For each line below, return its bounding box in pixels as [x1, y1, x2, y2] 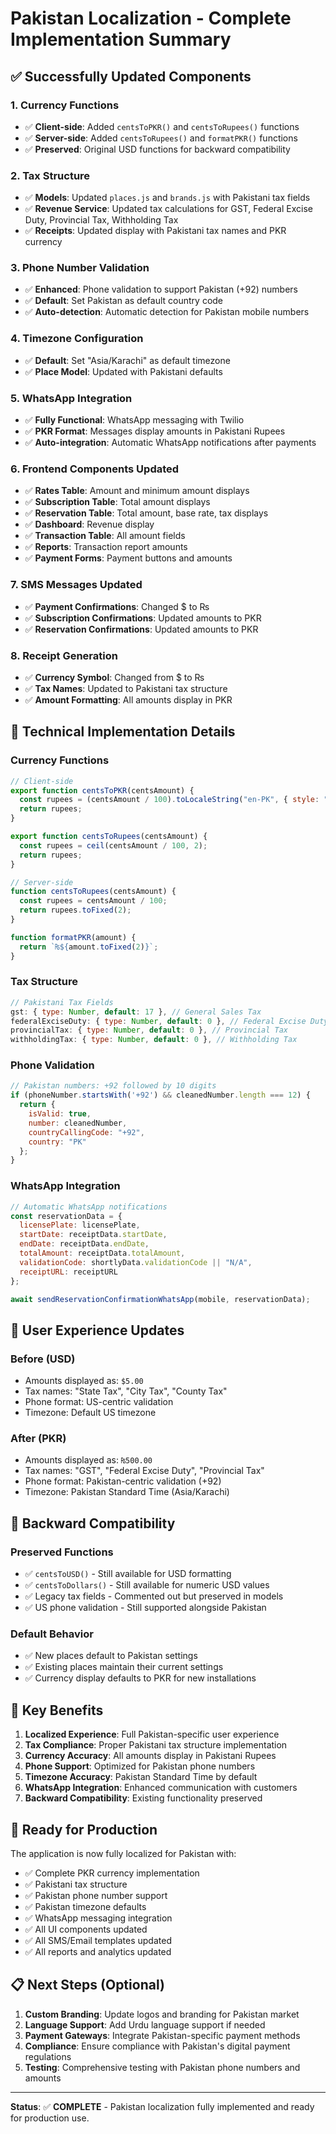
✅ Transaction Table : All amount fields [24, 530, 186, 542]
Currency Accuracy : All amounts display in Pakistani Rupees [24, 1750, 277, 1762]
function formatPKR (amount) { [10, 932, 137, 942]
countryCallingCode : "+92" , [28, 1127, 145, 1137]
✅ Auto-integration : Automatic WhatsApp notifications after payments [24, 437, 317, 449]
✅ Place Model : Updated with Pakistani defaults [24, 365, 223, 377]
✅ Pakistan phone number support [24, 1890, 168, 1901]
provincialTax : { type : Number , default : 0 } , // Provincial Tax [10, 1025, 289, 1036]
